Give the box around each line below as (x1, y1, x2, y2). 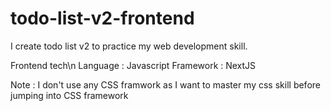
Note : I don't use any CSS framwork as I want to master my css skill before (10, 78, 321, 91)
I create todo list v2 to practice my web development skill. (10, 40, 248, 52)
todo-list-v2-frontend (10, 7, 195, 30)
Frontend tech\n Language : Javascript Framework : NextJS (10, 59, 257, 71)
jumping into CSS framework (10, 89, 129, 101)
